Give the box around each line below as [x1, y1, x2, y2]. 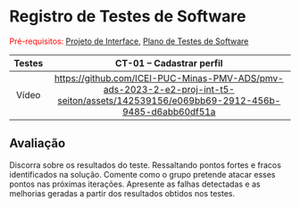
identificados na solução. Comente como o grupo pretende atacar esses [9, 169, 276, 179]
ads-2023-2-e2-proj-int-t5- [103, 83, 235, 96]
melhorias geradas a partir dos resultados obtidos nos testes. [9, 187, 235, 198]
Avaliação [9, 136, 66, 151]
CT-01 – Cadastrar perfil [114, 56, 223, 69]
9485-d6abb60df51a [121, 105, 216, 118]
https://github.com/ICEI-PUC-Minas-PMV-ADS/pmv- [54, 71, 284, 84]
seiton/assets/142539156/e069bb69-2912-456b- [57, 94, 281, 106]
